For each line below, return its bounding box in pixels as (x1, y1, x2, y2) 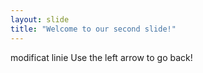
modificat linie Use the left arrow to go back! (10, 51, 193, 63)
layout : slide (10, 14, 70, 25)
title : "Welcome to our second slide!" (10, 24, 177, 34)
